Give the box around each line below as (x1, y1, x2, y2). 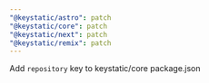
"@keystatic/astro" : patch (9, 13, 112, 23)
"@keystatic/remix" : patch (9, 38, 112, 48)
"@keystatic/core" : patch (9, 22, 107, 31)
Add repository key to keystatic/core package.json (9, 63, 202, 74)
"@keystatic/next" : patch (9, 30, 107, 39)
